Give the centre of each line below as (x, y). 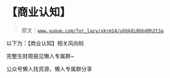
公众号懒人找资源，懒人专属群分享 (49, 69)
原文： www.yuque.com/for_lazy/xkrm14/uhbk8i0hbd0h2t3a (92, 30)
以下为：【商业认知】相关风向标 (45, 43)
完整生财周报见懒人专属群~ (40, 56)
